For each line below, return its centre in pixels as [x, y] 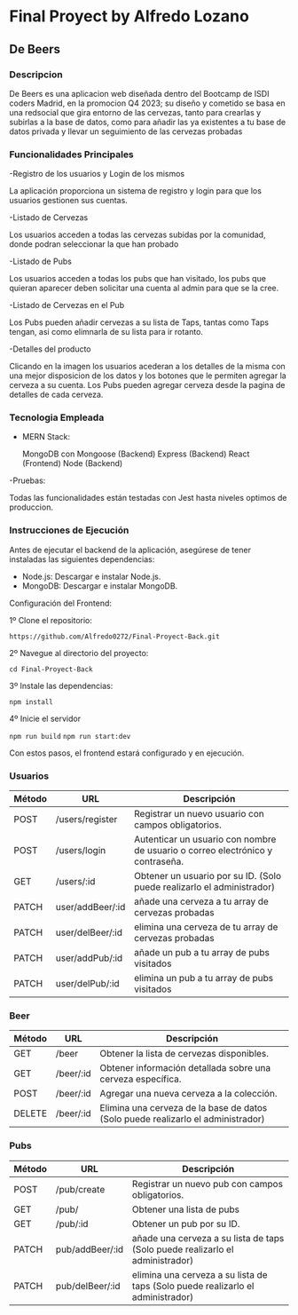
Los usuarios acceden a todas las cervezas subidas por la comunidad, [137, 235]
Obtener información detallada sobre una [185, 1068]
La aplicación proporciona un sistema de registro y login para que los [135, 191]
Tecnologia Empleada [57, 417]
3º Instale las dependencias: [61, 685]
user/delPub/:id [87, 984]
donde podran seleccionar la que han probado [94, 244]
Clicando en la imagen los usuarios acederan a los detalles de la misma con [147, 367]
